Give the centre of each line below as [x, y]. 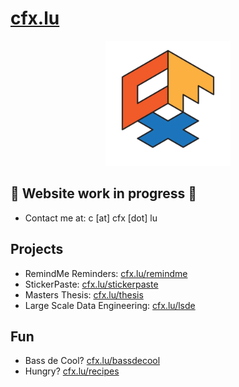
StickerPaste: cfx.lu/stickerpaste [91, 284]
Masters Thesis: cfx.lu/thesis [84, 294]
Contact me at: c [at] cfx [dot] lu [91, 218]
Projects [37, 249]
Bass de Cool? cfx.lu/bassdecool [92, 361]
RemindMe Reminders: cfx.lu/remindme [106, 273]
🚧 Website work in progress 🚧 [104, 193]
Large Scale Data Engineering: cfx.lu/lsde [110, 305]
